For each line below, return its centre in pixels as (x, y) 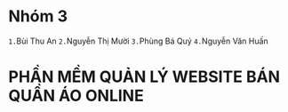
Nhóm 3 (38, 16)
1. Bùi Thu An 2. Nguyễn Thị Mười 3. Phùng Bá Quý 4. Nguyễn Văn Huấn (138, 41)
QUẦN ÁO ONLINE (76, 96)
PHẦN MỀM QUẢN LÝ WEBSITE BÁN (144, 77)
